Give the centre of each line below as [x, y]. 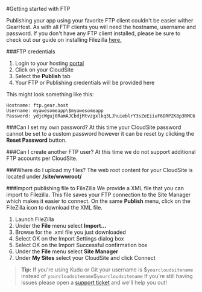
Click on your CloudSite [44, 70]
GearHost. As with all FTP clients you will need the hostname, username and [101, 27]
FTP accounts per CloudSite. [42, 158]
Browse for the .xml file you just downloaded [71, 232]
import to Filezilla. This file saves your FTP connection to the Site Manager [99, 194]
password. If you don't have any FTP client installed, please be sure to [93, 33]
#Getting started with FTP [38, 9]
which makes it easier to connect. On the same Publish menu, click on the [99, 201]
